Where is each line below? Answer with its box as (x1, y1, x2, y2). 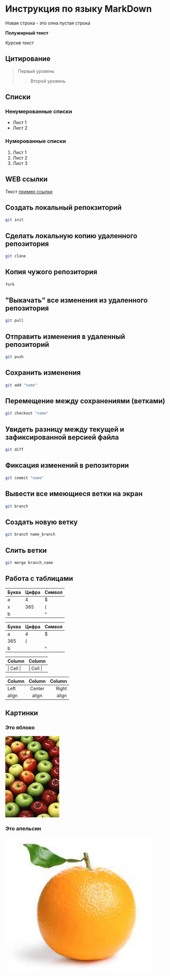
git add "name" (5, 382, 38, 388)
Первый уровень (17, 68, 55, 74)
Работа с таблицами (5, 574, 74, 583)
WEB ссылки (5, 175, 48, 184)
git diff (5, 447, 24, 452)
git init (5, 217, 24, 222)
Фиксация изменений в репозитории (5, 461, 129, 470)
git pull (5, 318, 24, 323)
